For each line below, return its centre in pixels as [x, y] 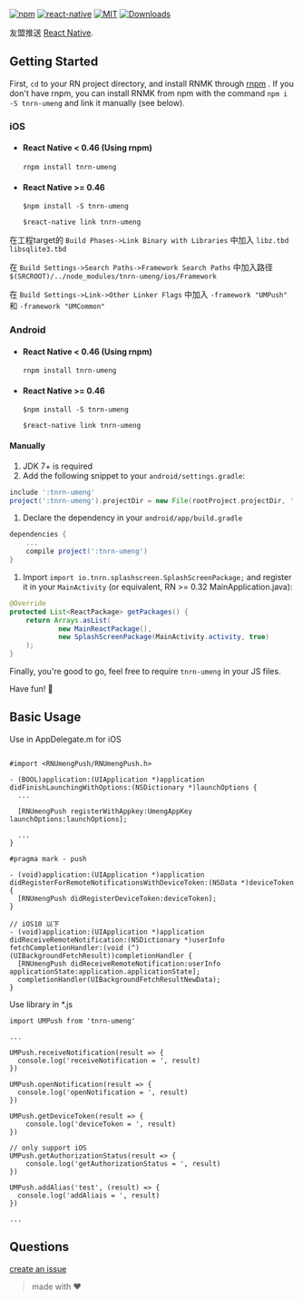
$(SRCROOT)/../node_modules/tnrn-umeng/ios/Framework [113, 276]
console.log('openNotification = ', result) [103, 1092]
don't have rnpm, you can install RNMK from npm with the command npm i [149, 93]
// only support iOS [49, 1148]
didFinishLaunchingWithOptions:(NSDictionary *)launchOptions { [133, 787]
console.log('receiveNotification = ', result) [109, 1061]
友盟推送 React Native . [51, 33]
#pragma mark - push [49, 859]
